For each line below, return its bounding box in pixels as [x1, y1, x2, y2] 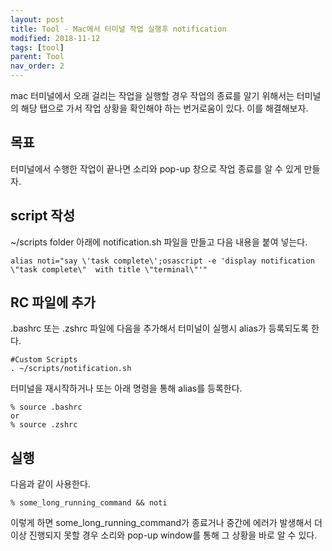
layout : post [10, 14, 65, 25]
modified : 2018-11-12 [10, 33, 101, 43]
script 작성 [10, 207, 75, 225]
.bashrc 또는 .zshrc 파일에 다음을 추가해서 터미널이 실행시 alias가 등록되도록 [10, 322, 310, 335]
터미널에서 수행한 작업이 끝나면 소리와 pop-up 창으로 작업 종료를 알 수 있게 [10, 162, 302, 175]
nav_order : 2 [10, 61, 65, 71]
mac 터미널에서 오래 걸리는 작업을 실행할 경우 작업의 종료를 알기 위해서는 [10, 90, 295, 101]
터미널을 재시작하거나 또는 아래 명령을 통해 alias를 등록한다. [10, 382, 243, 395]
